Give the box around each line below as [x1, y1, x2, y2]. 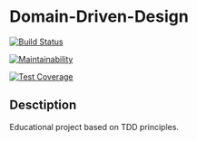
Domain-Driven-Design [9, 6, 189, 27]
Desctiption [9, 98, 77, 113]
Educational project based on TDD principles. [9, 121, 180, 132]
